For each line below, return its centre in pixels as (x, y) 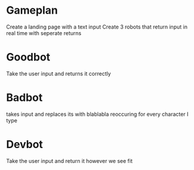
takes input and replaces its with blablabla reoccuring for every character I (97, 114)
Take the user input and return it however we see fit (69, 160)
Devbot (25, 144)
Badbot (24, 98)
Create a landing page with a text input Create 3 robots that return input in (97, 27)
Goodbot (28, 57)
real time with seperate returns (44, 33)
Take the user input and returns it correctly (59, 73)
